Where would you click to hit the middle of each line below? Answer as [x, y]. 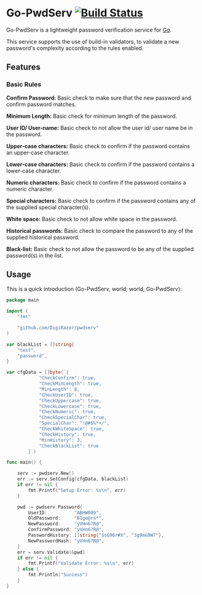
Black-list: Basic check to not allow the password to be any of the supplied [100, 249]
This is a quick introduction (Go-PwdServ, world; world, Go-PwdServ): [94, 289]
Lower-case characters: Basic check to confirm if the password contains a [101, 164]
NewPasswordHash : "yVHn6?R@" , [66, 541]
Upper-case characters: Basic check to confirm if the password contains [98, 146]
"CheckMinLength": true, [70, 384]
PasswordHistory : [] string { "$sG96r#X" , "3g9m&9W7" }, [96, 535]
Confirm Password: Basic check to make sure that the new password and [99, 98]
